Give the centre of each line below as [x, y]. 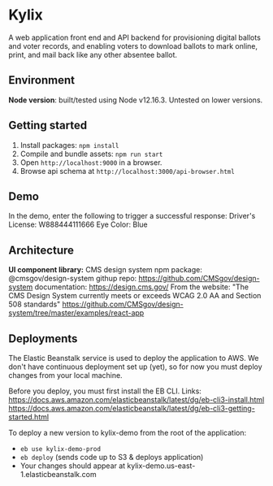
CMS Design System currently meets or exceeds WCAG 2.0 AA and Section [135, 296]
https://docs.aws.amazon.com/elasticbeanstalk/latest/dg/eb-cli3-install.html [136, 399]
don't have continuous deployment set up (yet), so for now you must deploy [135, 367]
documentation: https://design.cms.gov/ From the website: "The [142, 287]
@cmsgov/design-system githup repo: [73, 279]
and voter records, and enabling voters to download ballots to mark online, [133, 46]
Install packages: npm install [69, 145]
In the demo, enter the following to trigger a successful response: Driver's [132, 216]
